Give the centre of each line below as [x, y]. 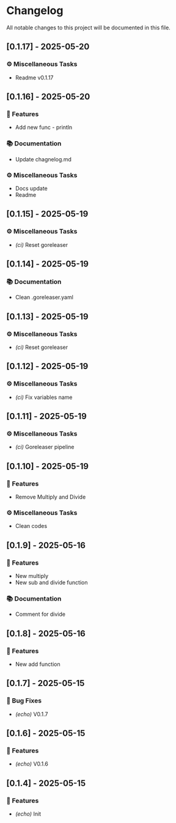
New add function [38, 664]
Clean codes [31, 526]
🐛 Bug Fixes [24, 701]
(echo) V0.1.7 [31, 714]
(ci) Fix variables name [44, 397]
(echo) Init [28, 814]
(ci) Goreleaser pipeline [45, 447]
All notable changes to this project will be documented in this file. [89, 27]
